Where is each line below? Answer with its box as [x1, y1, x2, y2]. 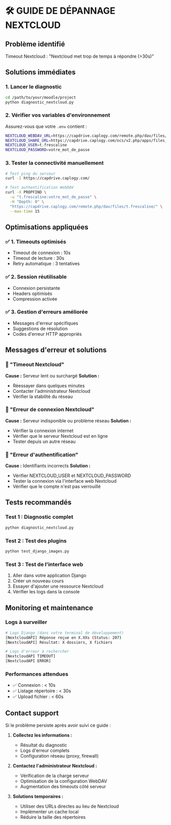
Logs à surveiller [5, 619, 47, 626]
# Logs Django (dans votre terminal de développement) [5, 630, 124, 635]
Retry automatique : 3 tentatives [12, 261, 80, 267]
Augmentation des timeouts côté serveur [20, 784, 106, 790]
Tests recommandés [5, 498, 72, 507]
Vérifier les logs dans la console [12, 589, 80, 595]
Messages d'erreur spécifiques [12, 320, 78, 326]
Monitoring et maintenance [5, 604, 93, 612]
